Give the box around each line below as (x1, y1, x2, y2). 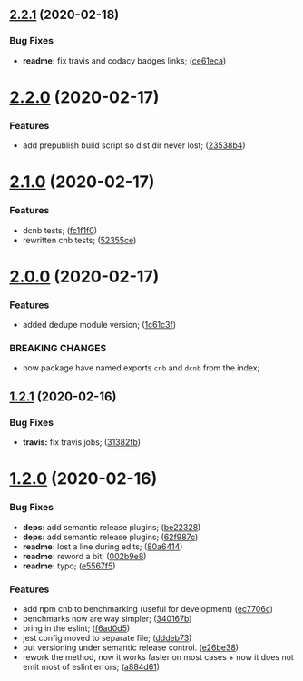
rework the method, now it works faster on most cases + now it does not (22, 651, 295, 662)
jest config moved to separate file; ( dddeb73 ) (22, 632, 192, 643)
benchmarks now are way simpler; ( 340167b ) (22, 613, 192, 624)
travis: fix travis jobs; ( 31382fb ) (22, 437, 142, 448)
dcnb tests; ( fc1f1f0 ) (22, 224, 98, 235)
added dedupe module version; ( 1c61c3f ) (22, 320, 177, 331)
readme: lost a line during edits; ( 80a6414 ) (22, 540, 183, 552)
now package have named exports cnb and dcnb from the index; (22, 362, 260, 373)
